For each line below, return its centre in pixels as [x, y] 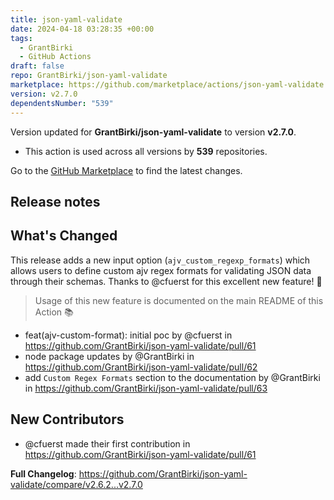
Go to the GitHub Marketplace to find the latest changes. [126, 170]
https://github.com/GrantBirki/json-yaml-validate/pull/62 [141, 367]
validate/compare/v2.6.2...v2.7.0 [76, 484]
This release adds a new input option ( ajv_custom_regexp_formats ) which [160, 260]
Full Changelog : [43, 473]
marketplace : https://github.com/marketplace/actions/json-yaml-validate [167, 85]
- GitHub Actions [55, 57]
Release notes [55, 201]
